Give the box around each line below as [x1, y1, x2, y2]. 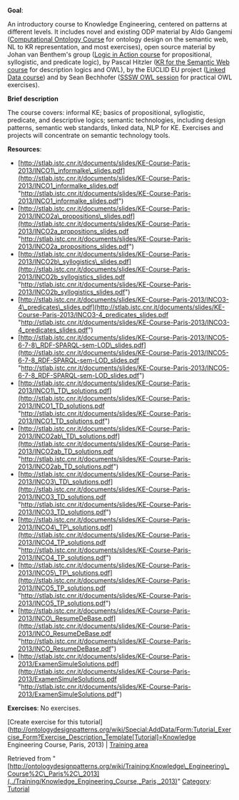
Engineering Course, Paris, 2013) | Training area [7, 741, 148, 749]
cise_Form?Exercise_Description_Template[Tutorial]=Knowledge [7, 733, 196, 741]
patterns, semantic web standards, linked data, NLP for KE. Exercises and [7, 124, 223, 131]
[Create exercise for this [7, 718, 78, 726]
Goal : [7, 6, 24, 14]
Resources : [7, 145, 42, 153]
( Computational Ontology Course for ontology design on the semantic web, [7, 35, 228, 44]
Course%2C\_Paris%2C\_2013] [7, 769, 100, 778]
